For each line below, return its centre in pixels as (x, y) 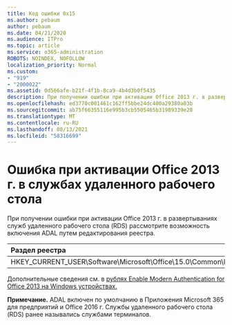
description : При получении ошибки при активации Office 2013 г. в (106, 98)
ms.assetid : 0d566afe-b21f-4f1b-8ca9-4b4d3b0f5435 (81, 91)
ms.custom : (23, 71)
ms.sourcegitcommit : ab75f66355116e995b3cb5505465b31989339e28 (100, 110)
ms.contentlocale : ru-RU (43, 123)
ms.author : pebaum (33, 20)
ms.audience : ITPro (35, 39)
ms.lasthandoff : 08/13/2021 (48, 129)
